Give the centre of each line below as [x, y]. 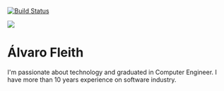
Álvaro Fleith [46, 53]
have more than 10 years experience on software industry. [92, 79]
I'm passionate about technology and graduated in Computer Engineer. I [112, 72]
